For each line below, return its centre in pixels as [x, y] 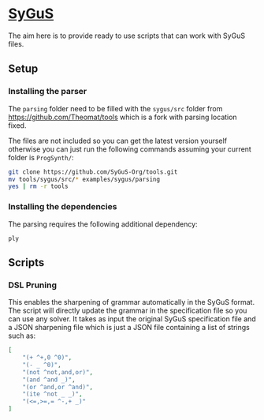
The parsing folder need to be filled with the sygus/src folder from [115, 108]
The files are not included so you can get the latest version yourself [117, 141]
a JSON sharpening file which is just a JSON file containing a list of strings [129, 328]
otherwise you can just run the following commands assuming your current [130, 149]
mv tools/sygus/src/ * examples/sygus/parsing [84, 179]
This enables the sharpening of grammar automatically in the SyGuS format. [131, 302]
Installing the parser [48, 92]
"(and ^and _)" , [49, 380]
